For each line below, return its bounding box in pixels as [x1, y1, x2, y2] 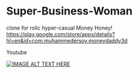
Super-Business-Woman [6, 4, 133, 18]
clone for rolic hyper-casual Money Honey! [6, 24, 113, 31]
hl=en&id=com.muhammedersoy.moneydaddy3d [6, 37, 128, 44]
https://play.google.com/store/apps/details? [6, 30, 116, 37]
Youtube [6, 48, 27, 56]
